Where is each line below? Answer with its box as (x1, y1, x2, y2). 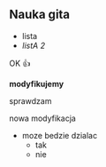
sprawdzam (9, 95, 52, 106)
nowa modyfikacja (9, 113, 77, 123)
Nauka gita (9, 7, 71, 22)
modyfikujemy (9, 78, 64, 89)
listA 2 (21, 40, 46, 51)
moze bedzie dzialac (21, 130, 98, 140)
